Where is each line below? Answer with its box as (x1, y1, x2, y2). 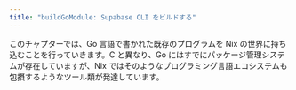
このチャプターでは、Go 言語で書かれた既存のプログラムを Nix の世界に (9, 38, 271, 49)
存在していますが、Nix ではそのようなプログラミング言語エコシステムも (24, 60, 288, 71)
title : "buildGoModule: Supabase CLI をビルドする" (9, 12, 197, 22)
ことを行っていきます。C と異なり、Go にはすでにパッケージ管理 (24, 49, 262, 60)
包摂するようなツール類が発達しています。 (9, 71, 164, 82)
